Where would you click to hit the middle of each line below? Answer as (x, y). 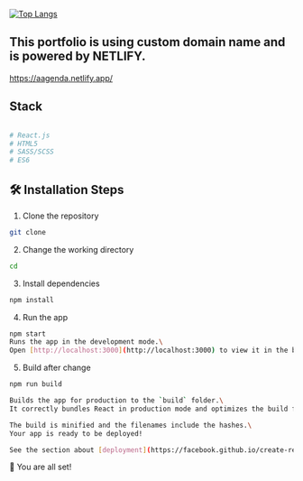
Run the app (45, 317)
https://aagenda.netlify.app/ (61, 78)
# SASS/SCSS (32, 152)
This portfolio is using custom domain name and (147, 42)
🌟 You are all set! (41, 467)
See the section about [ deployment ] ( (80, 450)
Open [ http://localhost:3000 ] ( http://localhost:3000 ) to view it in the (149, 351)
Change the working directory (78, 249)
